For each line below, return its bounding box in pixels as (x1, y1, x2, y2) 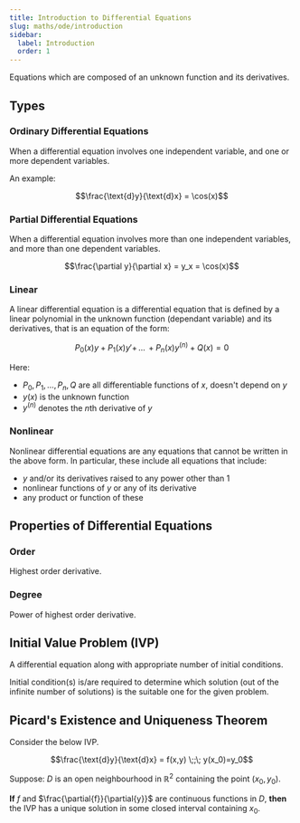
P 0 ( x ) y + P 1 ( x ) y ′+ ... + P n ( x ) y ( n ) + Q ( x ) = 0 (74, 340, 230, 355)
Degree (9, 589, 42, 601)
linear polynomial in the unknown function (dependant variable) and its (9, 313, 273, 324)
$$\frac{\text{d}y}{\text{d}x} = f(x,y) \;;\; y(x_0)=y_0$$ (50, 754, 254, 765)
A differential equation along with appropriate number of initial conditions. (9, 659, 284, 670)
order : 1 (17, 47, 51, 56)
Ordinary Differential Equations (9, 125, 149, 138)
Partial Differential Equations (9, 213, 138, 225)
